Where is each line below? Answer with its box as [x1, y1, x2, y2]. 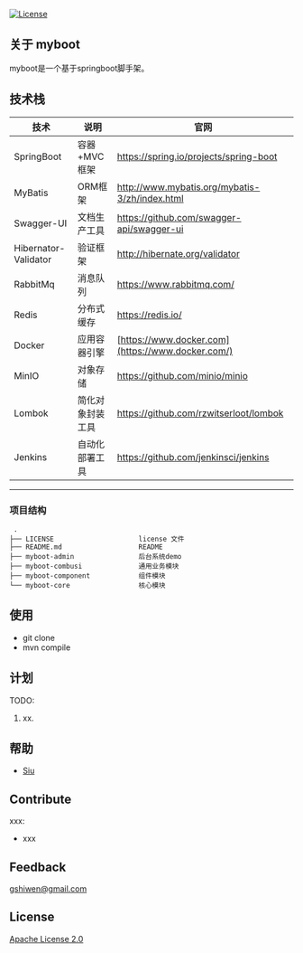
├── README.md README [9, 543, 164, 552]
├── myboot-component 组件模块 [9, 571, 166, 580]
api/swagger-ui [116, 222, 184, 235]
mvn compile [22, 642, 71, 653]
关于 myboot [9, 37, 81, 52]
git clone [22, 632, 56, 643]
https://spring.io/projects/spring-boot [116, 150, 278, 163]
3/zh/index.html [116, 192, 184, 204]
